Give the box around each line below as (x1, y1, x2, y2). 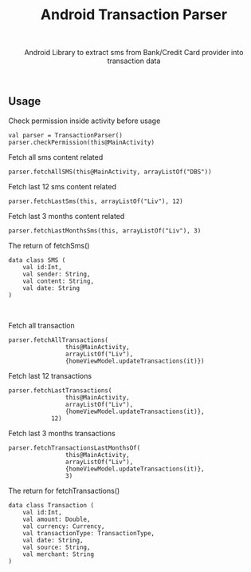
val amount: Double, (22, 515, 91, 523)
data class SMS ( (8, 256, 66, 264)
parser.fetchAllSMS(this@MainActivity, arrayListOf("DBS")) (8, 168, 213, 176)
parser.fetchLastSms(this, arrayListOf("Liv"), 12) (8, 197, 183, 205)
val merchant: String (22, 550, 94, 558)
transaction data (107, 56, 161, 66)
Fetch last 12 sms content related (8, 181, 117, 191)
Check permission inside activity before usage (8, 116, 161, 125)
